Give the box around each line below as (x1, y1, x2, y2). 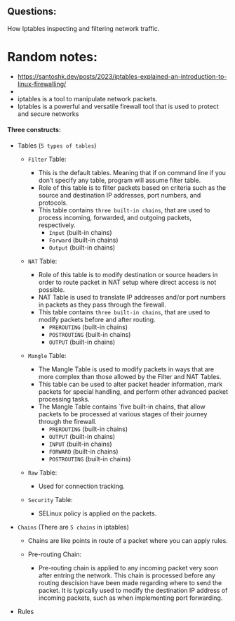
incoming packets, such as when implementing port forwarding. (38, 594, 223, 602)
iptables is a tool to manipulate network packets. (17, 94, 158, 103)
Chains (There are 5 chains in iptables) (17, 523, 130, 531)
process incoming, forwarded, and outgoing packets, (38, 213, 192, 222)
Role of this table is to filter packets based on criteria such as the (38, 183, 227, 192)
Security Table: (27, 495, 73, 504)
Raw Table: (27, 468, 58, 477)
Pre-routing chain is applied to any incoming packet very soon (38, 563, 219, 572)
